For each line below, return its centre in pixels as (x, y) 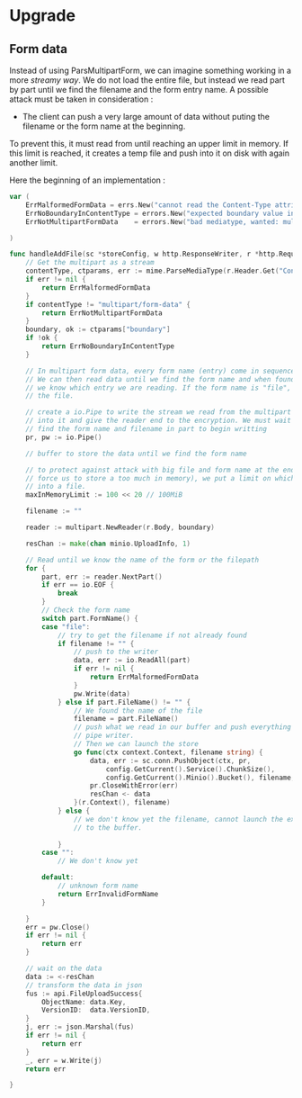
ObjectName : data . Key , (84, 1002)
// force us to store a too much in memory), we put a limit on (148, 478)
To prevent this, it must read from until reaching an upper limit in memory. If (149, 144)
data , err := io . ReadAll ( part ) (132, 661)
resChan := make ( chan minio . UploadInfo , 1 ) (108, 544)
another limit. (34, 162)
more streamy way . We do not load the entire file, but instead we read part (147, 80)
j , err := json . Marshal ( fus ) (80, 1027)
